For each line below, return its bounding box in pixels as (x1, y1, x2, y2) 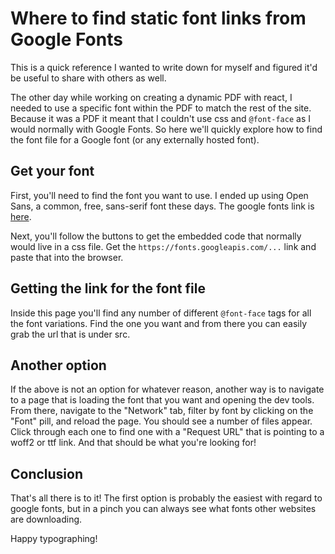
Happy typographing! (10, 533, 98, 545)
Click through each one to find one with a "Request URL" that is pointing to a (10, 426, 325, 438)
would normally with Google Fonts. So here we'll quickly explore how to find (10, 123, 323, 135)
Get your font (10, 163, 95, 180)
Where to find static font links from (10, 7, 307, 30)
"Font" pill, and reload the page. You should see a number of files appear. (10, 415, 313, 427)
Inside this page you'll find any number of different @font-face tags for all (10, 307, 312, 319)
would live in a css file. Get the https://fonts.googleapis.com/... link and (10, 240, 317, 252)
